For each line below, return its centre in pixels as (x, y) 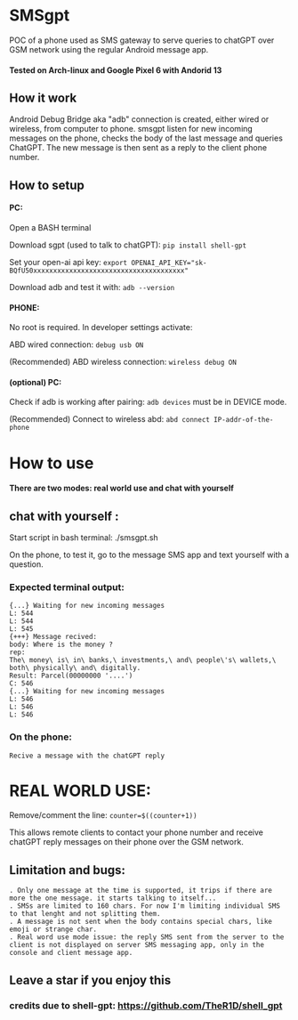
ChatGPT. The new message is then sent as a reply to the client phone (138, 148)
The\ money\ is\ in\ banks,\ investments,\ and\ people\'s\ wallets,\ (143, 660)
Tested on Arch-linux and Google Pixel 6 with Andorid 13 (116, 70)
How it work (43, 97)
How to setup (47, 185)
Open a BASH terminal (50, 227)
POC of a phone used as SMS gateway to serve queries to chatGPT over (142, 40)
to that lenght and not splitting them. (85, 914)
